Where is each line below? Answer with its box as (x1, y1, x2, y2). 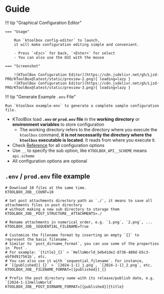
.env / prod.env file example (5, 172, 90, 180)
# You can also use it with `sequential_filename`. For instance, (5, 258, 144, 264)
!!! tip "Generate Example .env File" (5, 93, 76, 99)
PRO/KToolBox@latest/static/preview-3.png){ (5, 85, 98, 90)
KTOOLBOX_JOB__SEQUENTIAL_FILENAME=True (5, 224, 89, 229)
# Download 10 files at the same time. (5, 185, 87, 190)
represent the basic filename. (5, 237, 69, 242)
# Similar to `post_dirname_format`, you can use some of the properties (5, 241, 160, 246)
